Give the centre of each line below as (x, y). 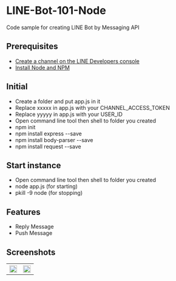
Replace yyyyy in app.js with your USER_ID (69, 114)
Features (23, 212)
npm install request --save (48, 146)
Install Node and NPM (42, 67)
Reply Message (34, 227)
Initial (17, 86)
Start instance (34, 165)
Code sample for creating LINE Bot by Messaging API (73, 27)
